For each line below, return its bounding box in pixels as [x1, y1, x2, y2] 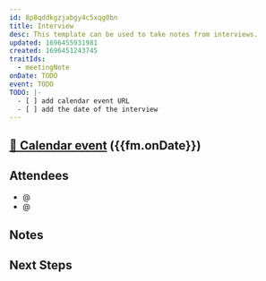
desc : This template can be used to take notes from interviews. [9, 30, 258, 38]
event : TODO [9, 80, 54, 89]
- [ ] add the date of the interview [17, 105, 159, 114]
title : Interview [9, 21, 74, 30]
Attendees [9, 168, 69, 183]
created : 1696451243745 [9, 47, 99, 55]
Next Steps [9, 258, 73, 273]
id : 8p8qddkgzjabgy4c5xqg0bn [9, 13, 118, 22]
